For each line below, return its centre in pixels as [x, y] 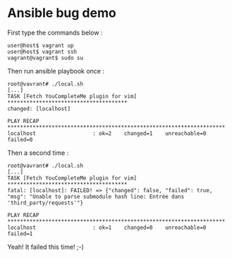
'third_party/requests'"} [45, 203]
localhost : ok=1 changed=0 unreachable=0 [107, 228]
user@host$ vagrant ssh [42, 52]
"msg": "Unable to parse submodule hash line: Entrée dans [96, 197]
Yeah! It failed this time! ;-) [46, 247]
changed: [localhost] [39, 109]
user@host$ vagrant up [41, 45]
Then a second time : [38, 153]
